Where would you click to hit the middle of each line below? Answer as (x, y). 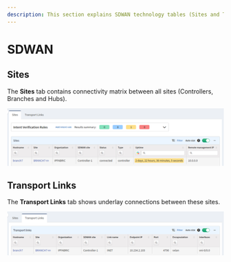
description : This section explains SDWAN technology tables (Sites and (113, 14)
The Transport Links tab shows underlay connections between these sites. (114, 202)
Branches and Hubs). (37, 98)
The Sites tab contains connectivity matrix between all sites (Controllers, (110, 91)
